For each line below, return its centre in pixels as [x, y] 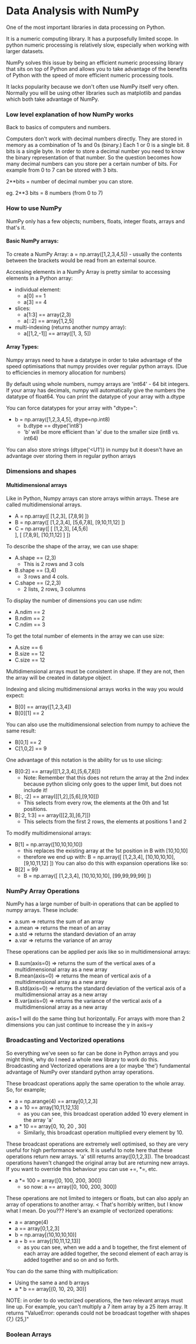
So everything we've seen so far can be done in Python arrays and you [92, 1053]
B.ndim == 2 [30, 619]
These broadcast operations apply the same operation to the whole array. [96, 1083]
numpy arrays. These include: [42, 910]
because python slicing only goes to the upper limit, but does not [102, 784]
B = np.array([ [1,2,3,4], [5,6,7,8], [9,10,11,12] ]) [70, 522]
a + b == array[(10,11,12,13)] [48, 1241]
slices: [22, 308]
